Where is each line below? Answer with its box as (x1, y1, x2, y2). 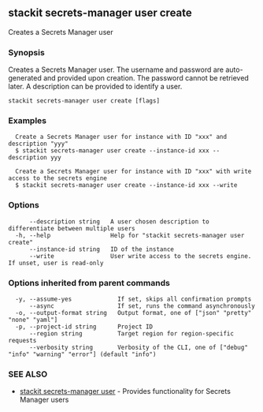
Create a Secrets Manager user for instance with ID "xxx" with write (15, 167, 252, 176)
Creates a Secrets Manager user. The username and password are (8, 65, 224, 74)
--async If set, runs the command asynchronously (28, 302, 256, 310)
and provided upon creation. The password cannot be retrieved (43, 73, 250, 83)
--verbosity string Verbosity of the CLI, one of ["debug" (28, 343, 248, 351)
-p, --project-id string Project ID (15, 323, 154, 331)
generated (8, 73, 42, 83)
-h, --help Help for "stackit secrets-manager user (15, 231, 245, 239)
